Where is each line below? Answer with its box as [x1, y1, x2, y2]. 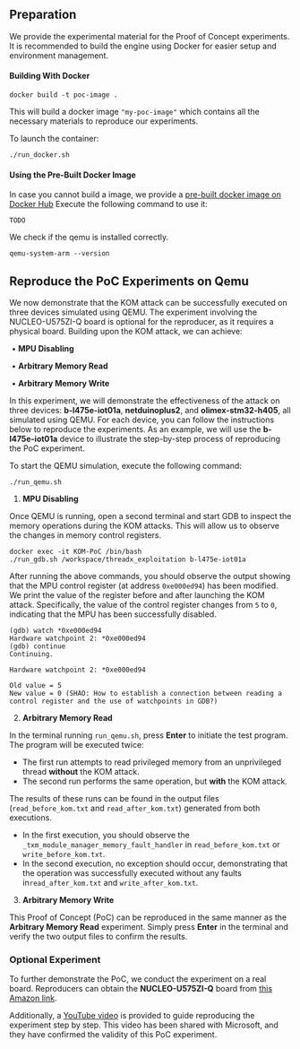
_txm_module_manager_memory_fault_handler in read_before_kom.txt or [21, 839, 280, 850]
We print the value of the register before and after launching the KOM [9, 590, 266, 601]
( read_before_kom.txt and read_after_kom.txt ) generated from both [9, 802, 261, 814]
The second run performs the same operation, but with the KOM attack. [21, 776, 288, 787]
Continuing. [9, 650, 54, 659]
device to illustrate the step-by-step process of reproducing [59, 434, 280, 445]
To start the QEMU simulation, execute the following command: [9, 461, 242, 472]
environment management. [9, 49, 109, 61]
